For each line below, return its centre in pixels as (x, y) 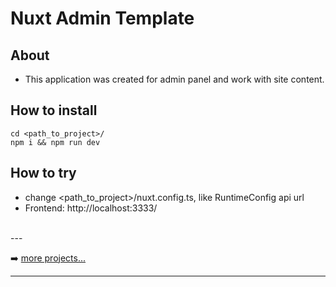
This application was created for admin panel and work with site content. (174, 79)
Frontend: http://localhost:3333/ (91, 208)
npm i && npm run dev (55, 142)
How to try (43, 173)
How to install (54, 110)
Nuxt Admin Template (102, 18)
